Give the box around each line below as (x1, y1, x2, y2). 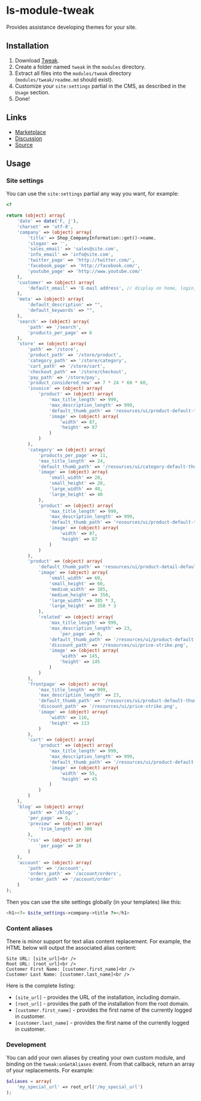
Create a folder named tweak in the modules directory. (14, 63, 146, 70)
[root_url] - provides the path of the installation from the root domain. (14, 1000, 190, 1007)
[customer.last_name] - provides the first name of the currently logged (14, 1019, 190, 1027)
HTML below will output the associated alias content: (6, 944, 137, 952)
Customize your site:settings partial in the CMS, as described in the (14, 82, 186, 89)
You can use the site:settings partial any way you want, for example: (6, 190, 179, 197)
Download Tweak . (14, 56, 60, 64)
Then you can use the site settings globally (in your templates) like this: (6, 898, 181, 905)
